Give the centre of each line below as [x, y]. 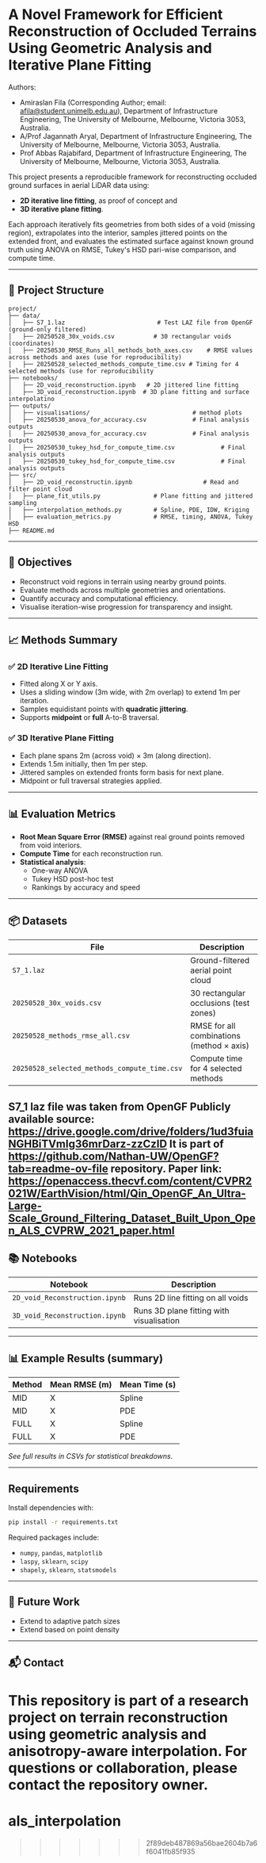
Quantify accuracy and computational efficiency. [99, 598]
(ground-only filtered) [47, 329]
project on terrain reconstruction [118, 1718]
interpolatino [32, 399]
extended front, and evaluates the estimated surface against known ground [131, 241]
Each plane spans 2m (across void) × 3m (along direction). [115, 756]
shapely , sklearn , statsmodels [68, 1569]
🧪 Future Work [44, 1602]
